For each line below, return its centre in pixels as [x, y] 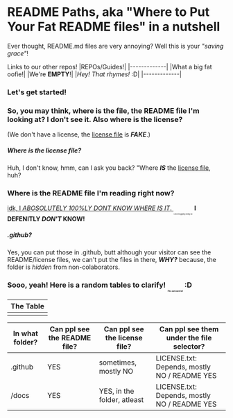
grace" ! [18, 53]
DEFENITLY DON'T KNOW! [46, 219]
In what [25, 333]
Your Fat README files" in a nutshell [114, 27]
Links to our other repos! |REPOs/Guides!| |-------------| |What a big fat [110, 67]
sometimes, [118, 363]
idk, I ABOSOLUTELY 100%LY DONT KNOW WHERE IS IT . [89, 208]
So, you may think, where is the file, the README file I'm [103, 110]
